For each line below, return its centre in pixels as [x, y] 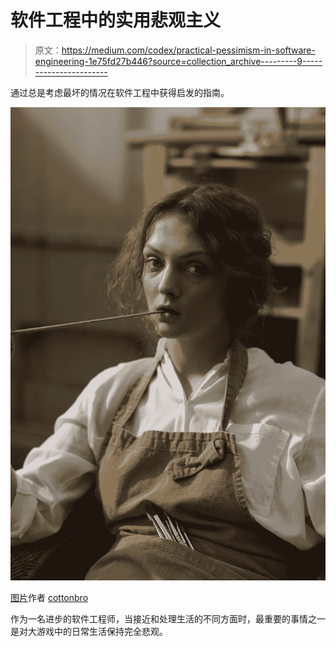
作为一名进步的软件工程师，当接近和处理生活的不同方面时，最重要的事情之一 [168, 618]
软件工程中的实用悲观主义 [116, 20]
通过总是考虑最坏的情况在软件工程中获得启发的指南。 [120, 92]
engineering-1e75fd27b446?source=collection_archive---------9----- [178, 61]
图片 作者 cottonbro [49, 597]
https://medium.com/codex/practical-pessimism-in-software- [188, 50]
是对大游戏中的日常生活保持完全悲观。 [89, 631]
